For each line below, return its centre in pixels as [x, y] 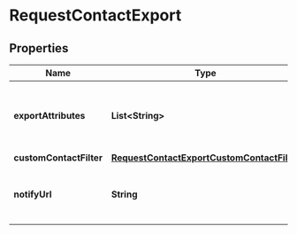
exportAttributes [49, 116]
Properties [39, 48]
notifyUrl [33, 194]
